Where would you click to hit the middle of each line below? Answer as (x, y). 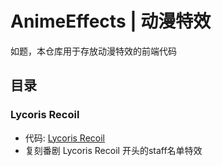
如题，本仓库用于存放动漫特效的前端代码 (93, 51)
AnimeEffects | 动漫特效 (111, 21)
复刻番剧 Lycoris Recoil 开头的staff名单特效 (113, 150)
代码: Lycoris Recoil (64, 138)
